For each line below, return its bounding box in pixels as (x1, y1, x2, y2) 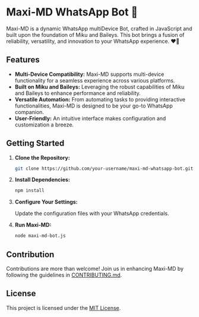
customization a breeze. (14, 121, 74, 128)
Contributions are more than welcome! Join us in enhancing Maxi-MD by (6, 265, 184, 272)
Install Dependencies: (14, 176, 70, 183)
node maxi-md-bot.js (14, 233, 66, 239)
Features (6, 55, 40, 65)
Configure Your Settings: (14, 198, 78, 205)
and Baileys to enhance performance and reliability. (14, 89, 141, 97)
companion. (14, 108, 45, 115)
